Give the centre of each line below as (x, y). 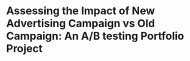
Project (24, 49)
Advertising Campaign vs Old (81, 23)
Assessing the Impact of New (81, 11)
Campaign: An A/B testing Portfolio (95, 36)
